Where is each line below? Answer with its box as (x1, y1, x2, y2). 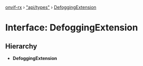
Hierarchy (5, 42, 38, 50)
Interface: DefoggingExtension (5, 22, 138, 33)
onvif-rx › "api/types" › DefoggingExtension (5, 5, 96, 10)
